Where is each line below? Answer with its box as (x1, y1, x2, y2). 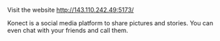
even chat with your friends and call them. (7, 27, 129, 34)
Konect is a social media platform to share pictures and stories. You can (7, 19, 214, 27)
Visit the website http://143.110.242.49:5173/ (7, 6, 134, 14)
